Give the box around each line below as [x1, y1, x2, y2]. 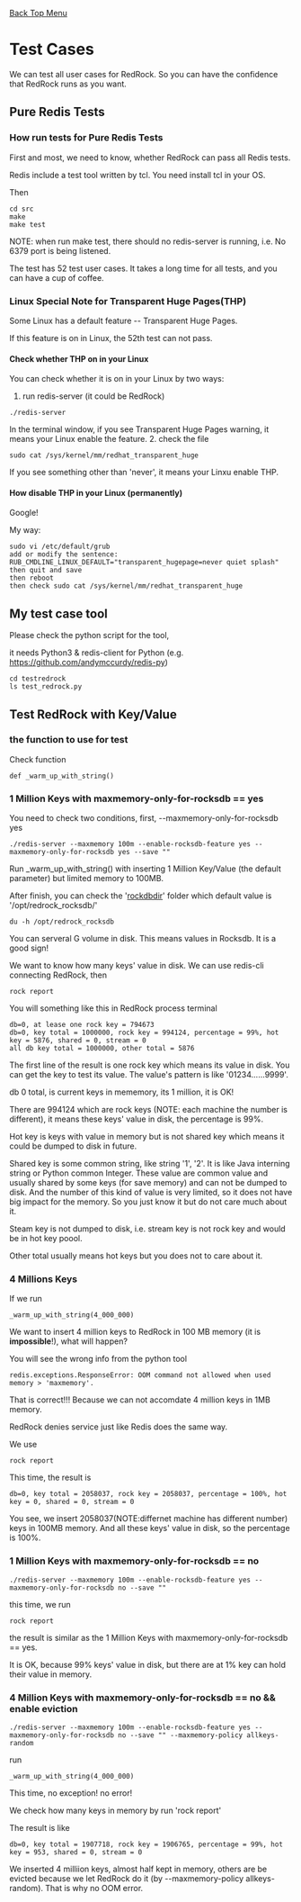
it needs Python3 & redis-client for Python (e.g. [9, 647, 184, 658]
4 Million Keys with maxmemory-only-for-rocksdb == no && [9, 1691, 277, 1704]
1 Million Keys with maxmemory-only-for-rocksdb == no [9, 1555, 260, 1567]
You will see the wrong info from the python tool [9, 1354, 187, 1365]
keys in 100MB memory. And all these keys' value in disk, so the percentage [9, 1523, 290, 1534]
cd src [9, 204, 34, 213]
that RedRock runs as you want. [9, 78, 128, 89]
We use [9, 1439, 38, 1450]
